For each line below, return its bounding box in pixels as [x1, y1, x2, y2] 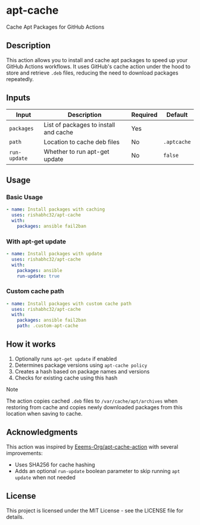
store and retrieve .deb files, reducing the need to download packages [6, 69, 179, 76]
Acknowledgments [6, 427, 79, 437]
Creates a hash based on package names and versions [14, 367, 150, 375]
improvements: [6, 449, 43, 456]
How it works [6, 339, 56, 350]
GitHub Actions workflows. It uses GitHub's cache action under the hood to [6, 63, 190, 70]
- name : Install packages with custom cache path [6, 301, 132, 307]
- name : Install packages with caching [6, 206, 105, 212]
